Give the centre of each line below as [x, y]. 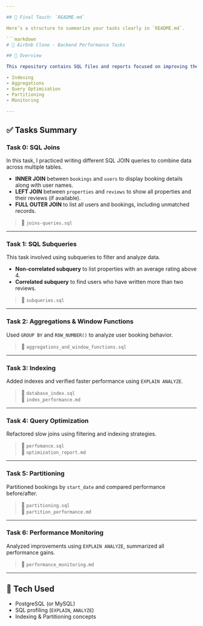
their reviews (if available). [48, 198]
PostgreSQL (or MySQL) [45, 604]
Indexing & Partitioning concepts [56, 616]
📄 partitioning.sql [45, 505]
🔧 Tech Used [30, 589]
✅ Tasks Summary [42, 130]
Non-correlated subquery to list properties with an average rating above [106, 269]
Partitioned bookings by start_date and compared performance [86, 486]
